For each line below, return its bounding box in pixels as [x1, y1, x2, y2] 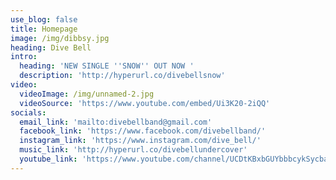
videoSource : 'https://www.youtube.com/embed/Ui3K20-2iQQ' [19, 98, 271, 108]
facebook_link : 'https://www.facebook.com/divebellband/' [19, 126, 267, 136]
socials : [10, 107, 47, 118]
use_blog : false [10, 14, 78, 25]
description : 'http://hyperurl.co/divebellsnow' [19, 71, 226, 81]
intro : [10, 52, 38, 62]
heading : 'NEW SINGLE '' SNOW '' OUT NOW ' [19, 61, 195, 71]
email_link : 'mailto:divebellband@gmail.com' [19, 117, 213, 127]
